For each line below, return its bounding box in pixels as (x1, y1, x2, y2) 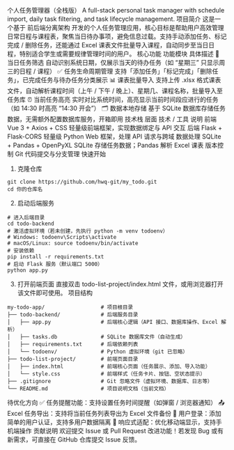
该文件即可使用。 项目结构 (17, 288, 93, 297)
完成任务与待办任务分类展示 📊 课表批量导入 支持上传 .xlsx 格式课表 (28, 76, 221, 84)
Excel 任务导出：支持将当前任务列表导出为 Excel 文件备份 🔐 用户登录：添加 (7, 410, 221, 417)
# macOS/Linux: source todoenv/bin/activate (7, 240, 139, 247)
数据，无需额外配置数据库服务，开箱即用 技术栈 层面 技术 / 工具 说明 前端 (7, 115, 217, 123)
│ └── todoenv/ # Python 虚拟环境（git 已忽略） (7, 348, 188, 355)
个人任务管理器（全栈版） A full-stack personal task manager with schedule (7, 6, 225, 14)
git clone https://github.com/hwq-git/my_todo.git (7, 178, 157, 185)
